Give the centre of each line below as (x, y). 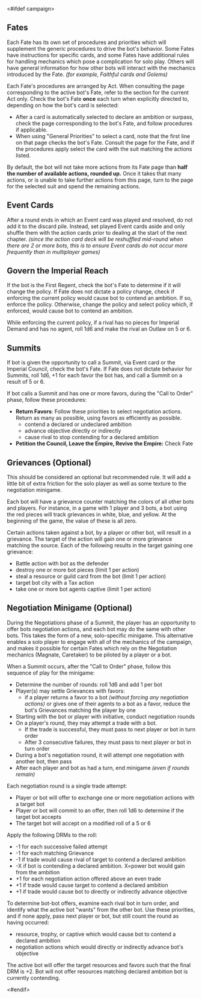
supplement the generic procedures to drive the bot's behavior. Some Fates (101, 48)
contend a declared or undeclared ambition (78, 424)
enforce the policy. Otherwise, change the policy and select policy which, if (100, 305)
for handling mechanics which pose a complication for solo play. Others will (100, 61)
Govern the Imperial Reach (58, 271)
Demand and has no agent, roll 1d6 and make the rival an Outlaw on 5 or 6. (99, 329)
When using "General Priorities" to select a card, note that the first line (103, 136)
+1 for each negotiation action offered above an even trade (88, 879)
